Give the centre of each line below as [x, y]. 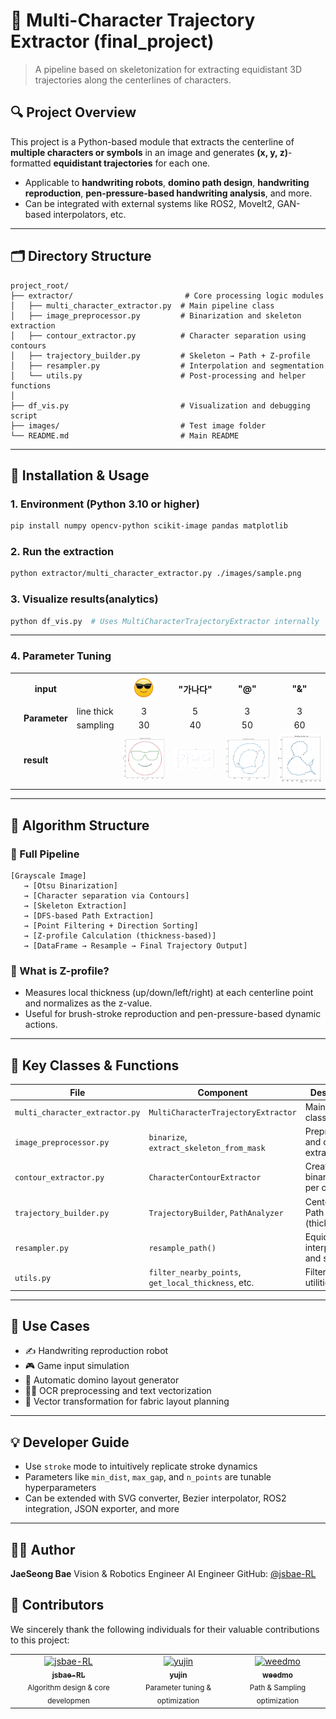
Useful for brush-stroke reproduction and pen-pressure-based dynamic [173, 1014]
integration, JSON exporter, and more [102, 1509]
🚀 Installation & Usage [80, 475]
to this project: [40, 1640]
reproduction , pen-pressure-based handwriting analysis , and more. [168, 193]
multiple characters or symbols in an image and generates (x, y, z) [149, 152]
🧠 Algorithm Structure [80, 825]
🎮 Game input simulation [77, 1366]
